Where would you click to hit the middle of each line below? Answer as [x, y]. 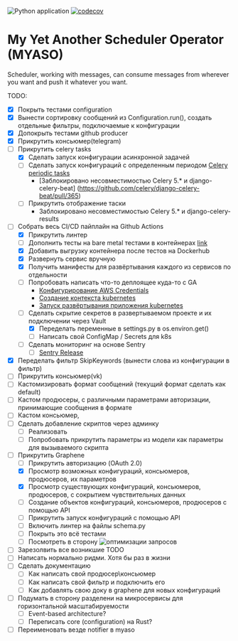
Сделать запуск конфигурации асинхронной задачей [109, 157]
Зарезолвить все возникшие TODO [71, 550]
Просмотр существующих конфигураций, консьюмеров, [114, 486]
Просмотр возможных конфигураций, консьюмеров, [109, 471]
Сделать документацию [54, 566]
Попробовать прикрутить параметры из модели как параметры [126, 439]
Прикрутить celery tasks [54, 149]
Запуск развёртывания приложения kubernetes [111, 305]
